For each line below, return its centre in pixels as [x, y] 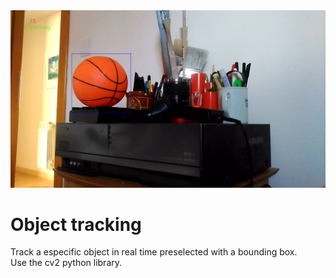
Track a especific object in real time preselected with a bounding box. [154, 252]
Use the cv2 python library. [66, 263]
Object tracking [76, 224]
